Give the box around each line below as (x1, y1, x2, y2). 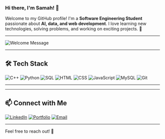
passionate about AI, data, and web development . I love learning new (5, 21, 146, 26)
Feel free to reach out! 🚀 (5, 128, 54, 134)
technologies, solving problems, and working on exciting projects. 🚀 (5, 26, 142, 32)
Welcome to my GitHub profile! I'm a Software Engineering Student (5, 16, 142, 22)
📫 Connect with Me (5, 99, 67, 107)
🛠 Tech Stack (5, 59, 48, 68)
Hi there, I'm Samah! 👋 (5, 4, 59, 11)
